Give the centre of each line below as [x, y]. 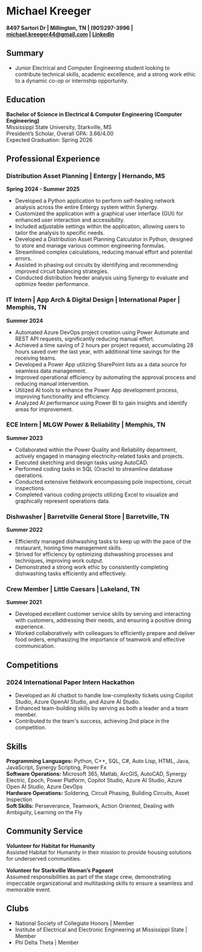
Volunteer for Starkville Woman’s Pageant [60, 870]
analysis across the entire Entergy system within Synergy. [87, 207]
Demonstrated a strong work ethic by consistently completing [92, 567]
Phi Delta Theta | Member [47, 942]
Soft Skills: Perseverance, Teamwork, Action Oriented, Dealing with [90, 806]
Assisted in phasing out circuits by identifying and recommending [96, 265]
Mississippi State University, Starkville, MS [59, 127]
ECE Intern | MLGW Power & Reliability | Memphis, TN [86, 425]
